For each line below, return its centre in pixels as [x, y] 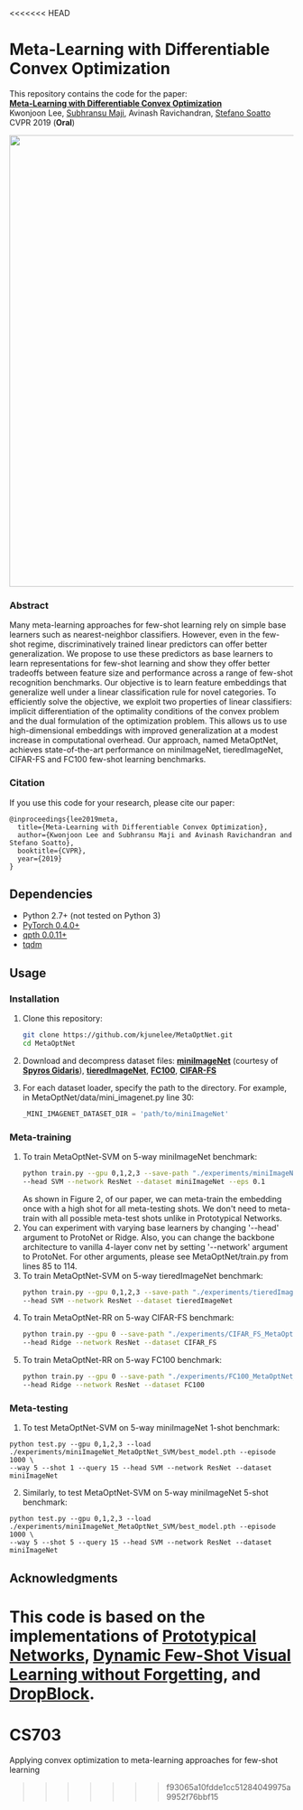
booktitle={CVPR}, [52, 851]
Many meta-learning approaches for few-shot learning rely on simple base [148, 625]
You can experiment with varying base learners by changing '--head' [151, 1227]
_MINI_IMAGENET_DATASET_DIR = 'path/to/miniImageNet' [125, 1114]
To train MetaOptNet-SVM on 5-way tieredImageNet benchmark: [142, 1275]
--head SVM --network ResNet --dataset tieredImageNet [128, 1301]
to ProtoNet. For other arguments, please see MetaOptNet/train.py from [155, 1256]
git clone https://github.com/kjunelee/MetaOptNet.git [128, 1035]
